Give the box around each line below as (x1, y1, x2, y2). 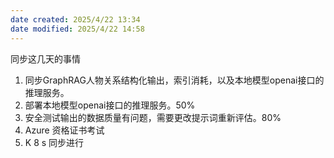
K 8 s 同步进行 (24, 136, 85, 148)
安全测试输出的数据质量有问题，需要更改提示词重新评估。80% (24, 111, 282, 123)
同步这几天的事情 (10, 52, 81, 65)
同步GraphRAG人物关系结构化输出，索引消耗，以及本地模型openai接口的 (24, 74, 325, 86)
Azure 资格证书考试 (24, 124, 105, 136)
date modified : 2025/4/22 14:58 (10, 24, 145, 34)
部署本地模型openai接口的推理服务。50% (24, 99, 196, 111)
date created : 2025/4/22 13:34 (10, 14, 141, 25)
